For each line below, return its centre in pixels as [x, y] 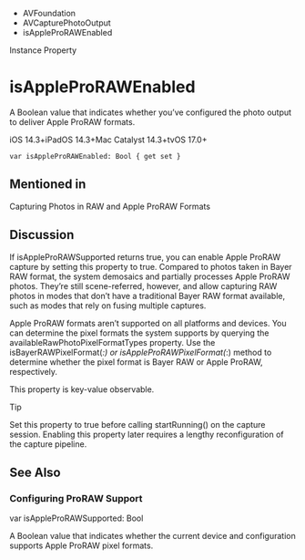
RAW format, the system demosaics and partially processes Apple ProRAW [150, 276]
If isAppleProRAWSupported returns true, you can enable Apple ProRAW [145, 257]
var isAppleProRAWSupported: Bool [76, 518]
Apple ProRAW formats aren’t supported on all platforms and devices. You [148, 323]
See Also [35, 472]
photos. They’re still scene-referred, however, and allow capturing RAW [143, 285]
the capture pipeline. [48, 444]
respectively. [33, 371]
